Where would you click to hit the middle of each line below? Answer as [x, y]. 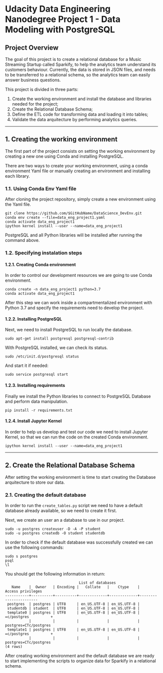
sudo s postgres [21, 556]
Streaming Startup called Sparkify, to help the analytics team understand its [81, 64]
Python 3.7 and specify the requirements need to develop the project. [74, 308]
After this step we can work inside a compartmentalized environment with [79, 303]
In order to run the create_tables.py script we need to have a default [74, 505]
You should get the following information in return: [55, 574]
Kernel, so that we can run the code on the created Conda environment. [77, 437]
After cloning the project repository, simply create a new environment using [81, 199]
